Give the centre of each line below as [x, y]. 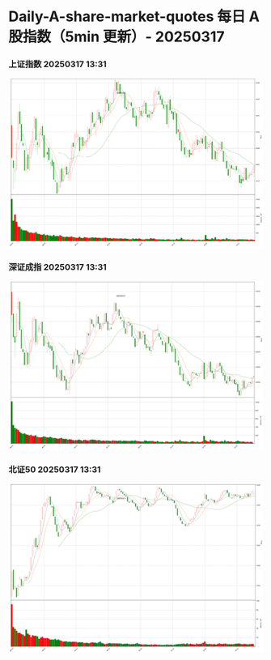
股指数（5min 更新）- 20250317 [116, 37]
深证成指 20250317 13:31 [57, 266]
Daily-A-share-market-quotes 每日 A [134, 17]
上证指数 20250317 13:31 [57, 64]
